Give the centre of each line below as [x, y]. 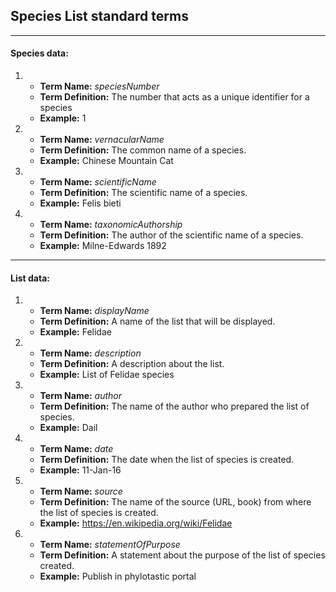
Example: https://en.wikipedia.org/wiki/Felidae [136, 523]
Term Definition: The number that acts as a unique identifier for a [174, 97]
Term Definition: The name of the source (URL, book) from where [175, 502]
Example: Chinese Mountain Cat [106, 161]
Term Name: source [81, 491]
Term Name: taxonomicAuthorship [111, 225]
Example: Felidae [75, 332]
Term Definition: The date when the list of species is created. [167, 460]
